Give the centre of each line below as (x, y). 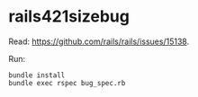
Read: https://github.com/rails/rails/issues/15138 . (99, 41)
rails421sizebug (69, 17)
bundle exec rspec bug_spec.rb (67, 83)
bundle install (37, 75)
